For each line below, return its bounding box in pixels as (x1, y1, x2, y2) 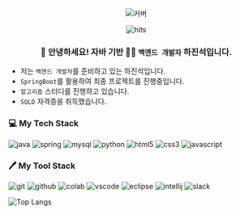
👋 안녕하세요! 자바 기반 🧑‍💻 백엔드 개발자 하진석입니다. (40, 46, 233, 57)
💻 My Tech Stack (8, 118, 79, 129)
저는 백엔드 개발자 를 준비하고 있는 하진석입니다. (19, 66, 166, 76)
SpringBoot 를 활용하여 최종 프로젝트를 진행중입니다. (19, 77, 185, 86)
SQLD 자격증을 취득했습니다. (19, 97, 107, 107)
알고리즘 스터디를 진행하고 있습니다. (19, 86, 130, 96)
